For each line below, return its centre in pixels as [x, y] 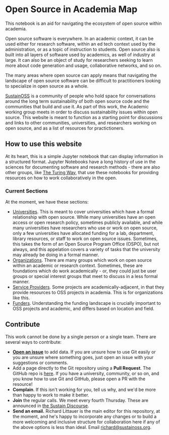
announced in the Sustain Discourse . [51, 406]
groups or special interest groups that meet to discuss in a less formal [85, 276]
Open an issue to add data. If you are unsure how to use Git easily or [84, 352]
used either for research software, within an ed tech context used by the [80, 44]
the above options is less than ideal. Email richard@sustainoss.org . [82, 427]
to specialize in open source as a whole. [47, 86]
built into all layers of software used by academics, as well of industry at [80, 55]
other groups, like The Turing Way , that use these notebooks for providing [82, 172]
